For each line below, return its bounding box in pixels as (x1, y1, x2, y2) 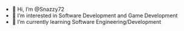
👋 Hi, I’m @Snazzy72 (12, 6, 65, 13)
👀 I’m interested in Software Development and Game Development (12, 12, 178, 19)
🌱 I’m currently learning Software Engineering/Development (12, 18, 162, 25)
